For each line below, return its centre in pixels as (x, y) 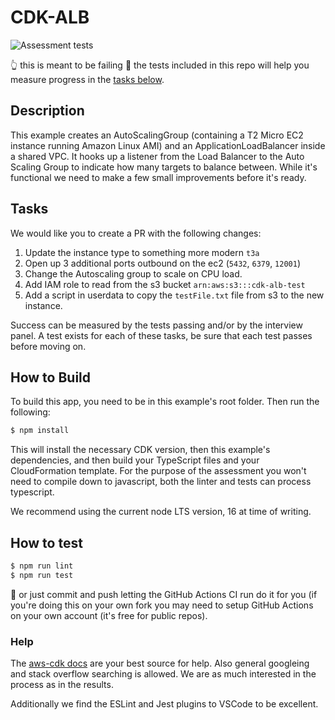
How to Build (51, 377)
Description (47, 111)
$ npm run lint (42, 566)
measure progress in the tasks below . (87, 79)
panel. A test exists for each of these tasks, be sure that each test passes (161, 335)
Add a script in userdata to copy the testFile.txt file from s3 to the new (174, 295)
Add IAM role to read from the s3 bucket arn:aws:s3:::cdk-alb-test (165, 284)
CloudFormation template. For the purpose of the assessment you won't (158, 471)
